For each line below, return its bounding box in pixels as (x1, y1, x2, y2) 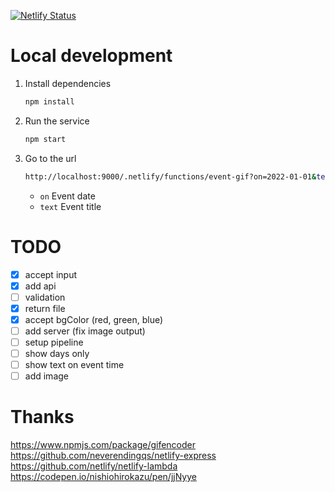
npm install (24, 96, 75, 107)
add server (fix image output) (24, 325, 146, 337)
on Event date (39, 190, 96, 202)
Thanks (10, 406, 75, 429)
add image (24, 370, 69, 382)
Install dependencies (24, 77, 112, 89)
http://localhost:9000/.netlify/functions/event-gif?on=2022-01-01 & (24, 171, 317, 182)
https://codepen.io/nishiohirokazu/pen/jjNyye (10, 471, 197, 483)
